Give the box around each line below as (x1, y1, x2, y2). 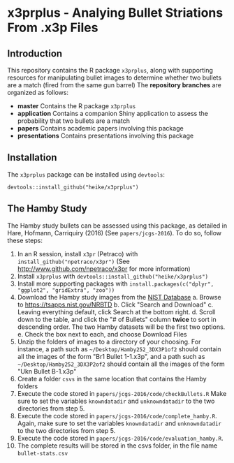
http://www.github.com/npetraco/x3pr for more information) (17, 264, 191, 273)
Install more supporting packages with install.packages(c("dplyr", (17, 279, 214, 288)
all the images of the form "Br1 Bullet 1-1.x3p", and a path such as (17, 352, 205, 360)
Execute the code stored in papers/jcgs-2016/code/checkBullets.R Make (17, 389, 227, 397)
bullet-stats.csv (17, 450, 68, 457)
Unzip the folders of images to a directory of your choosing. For (17, 337, 201, 346)
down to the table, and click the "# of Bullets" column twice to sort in (17, 315, 217, 323)
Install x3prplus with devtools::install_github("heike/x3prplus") (17, 272, 208, 280)
